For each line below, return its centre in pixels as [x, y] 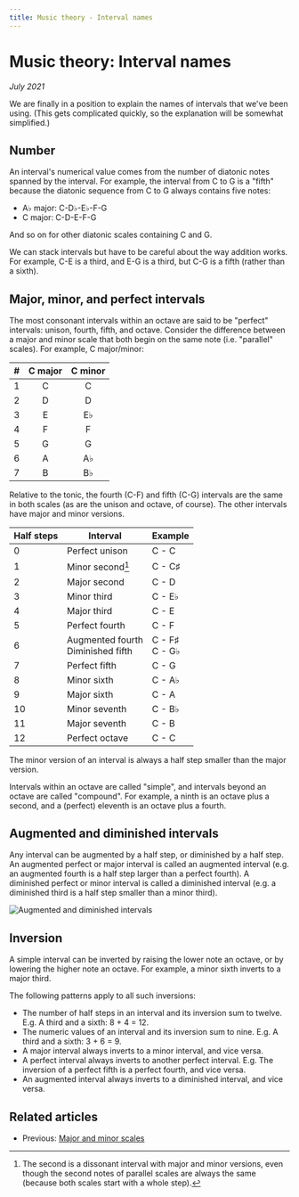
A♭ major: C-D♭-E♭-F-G [65, 208]
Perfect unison [97, 551]
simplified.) [30, 122]
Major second [95, 582]
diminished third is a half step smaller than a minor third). [113, 893]
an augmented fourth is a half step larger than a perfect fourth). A [129, 873]
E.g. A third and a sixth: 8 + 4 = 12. [85, 1022]
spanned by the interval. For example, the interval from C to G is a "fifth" [141, 181]
